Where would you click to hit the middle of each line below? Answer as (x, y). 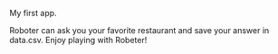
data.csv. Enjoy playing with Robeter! (78, 40)
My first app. (33, 13)
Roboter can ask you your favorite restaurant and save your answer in (139, 30)
